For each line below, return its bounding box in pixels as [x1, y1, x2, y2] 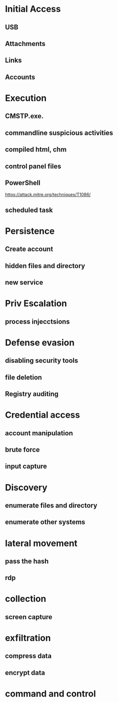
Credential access [5, 409, 80, 421]
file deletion [5, 373, 42, 381]
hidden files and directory [5, 261, 85, 270]
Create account [5, 245, 54, 253]
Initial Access [5, 3, 61, 15]
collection [5, 593, 46, 604]
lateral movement [5, 538, 78, 549]
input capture [5, 462, 47, 471]
